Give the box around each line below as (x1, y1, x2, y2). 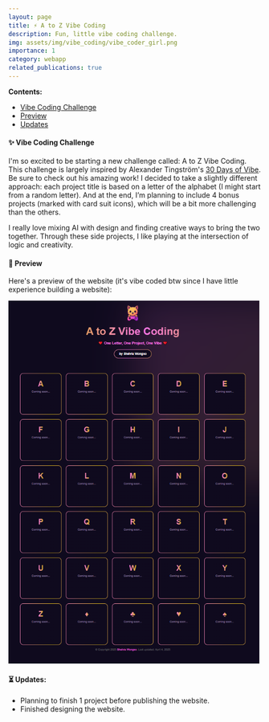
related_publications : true (8, 64, 103, 72)
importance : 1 (8, 47, 56, 55)
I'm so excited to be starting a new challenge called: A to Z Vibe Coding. (8, 157, 247, 166)
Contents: (8, 87, 43, 96)
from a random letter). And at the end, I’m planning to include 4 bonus (8, 190, 239, 200)
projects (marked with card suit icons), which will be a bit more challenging (8, 199, 257, 209)
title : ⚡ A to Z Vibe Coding (8, 21, 106, 30)
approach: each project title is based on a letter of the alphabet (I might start (8, 182, 261, 192)
